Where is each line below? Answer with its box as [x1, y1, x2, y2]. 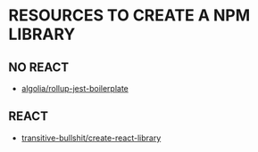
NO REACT [8, 60, 70, 75]
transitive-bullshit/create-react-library [21, 132, 162, 143]
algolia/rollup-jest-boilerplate [21, 84, 129, 93]
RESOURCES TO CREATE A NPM [8, 5, 251, 26]
